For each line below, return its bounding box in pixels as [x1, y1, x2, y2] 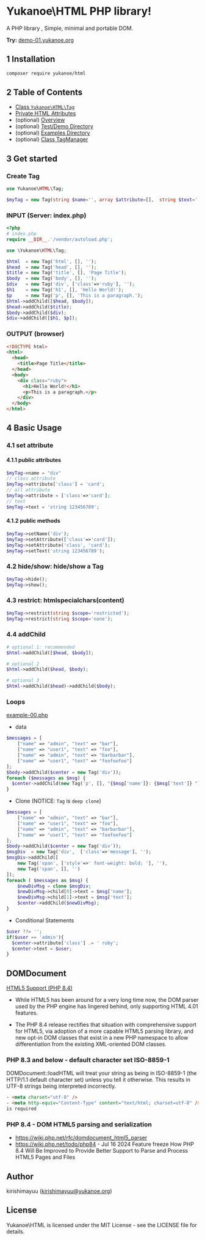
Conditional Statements [15, 916, 74, 924]
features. [15, 1009, 38, 1016]
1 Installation [6, 54, 56, 65]
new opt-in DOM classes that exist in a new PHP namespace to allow [15, 1034, 189, 1041]
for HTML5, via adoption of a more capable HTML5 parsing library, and [15, 1027, 194, 1035]
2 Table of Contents [6, 87, 83, 98]
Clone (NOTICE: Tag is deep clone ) [15, 797, 102, 804]
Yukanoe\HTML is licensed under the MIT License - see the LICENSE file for [6, 1221, 197, 1228]
